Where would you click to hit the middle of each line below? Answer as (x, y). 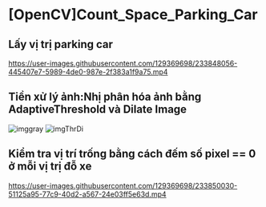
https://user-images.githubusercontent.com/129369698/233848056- (123, 63)
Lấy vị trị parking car (61, 44)
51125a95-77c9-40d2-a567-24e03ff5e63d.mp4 (87, 194)
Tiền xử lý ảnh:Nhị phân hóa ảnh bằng (105, 97)
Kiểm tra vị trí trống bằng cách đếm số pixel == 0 (132, 154)
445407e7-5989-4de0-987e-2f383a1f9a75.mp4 (88, 72)
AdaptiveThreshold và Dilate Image (97, 109)
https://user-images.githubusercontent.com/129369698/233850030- (123, 185)
